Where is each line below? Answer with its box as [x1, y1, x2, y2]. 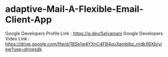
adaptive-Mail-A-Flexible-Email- [5, 3, 144, 15]
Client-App [5, 14, 52, 25]
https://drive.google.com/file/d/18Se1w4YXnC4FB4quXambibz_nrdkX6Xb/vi [5, 41, 162, 47]
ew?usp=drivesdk [5, 46, 42, 52]
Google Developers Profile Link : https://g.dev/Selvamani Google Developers [5, 30, 163, 36]
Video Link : [5, 36, 30, 42]
